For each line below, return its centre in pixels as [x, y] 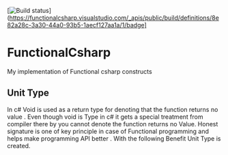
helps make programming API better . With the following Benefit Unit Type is [114, 138]
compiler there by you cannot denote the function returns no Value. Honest [113, 124]
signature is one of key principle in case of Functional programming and [108, 131]
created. [19, 145]
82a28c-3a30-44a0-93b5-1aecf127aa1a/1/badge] [77, 25]
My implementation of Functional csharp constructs [80, 71]
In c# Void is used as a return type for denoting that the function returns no [113, 109]
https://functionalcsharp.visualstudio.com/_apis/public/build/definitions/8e [114, 18]
